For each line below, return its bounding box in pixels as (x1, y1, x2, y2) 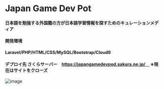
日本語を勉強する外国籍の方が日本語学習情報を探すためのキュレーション (5, 20, 150, 26)
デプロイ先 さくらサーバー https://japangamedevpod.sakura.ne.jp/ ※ (5, 61, 154, 67)
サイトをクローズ (13, 67, 48, 73)
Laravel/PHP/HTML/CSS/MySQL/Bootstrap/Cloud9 (5, 49, 111, 55)
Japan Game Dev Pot (5, 3, 92, 14)
